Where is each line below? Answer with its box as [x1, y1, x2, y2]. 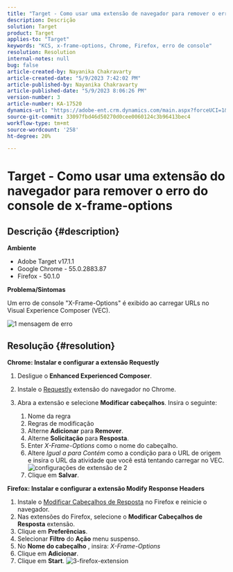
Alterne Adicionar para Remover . [27, 427, 123, 435]
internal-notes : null [7, 55, 70, 62]
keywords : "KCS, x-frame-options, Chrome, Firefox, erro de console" [7, 42, 213, 49]
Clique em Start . [17, 557, 64, 565]
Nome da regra [27, 412, 71, 420]
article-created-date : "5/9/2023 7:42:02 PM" [7, 74, 141, 82]
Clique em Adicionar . [17, 549, 79, 558]
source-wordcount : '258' [7, 126, 79, 133]
